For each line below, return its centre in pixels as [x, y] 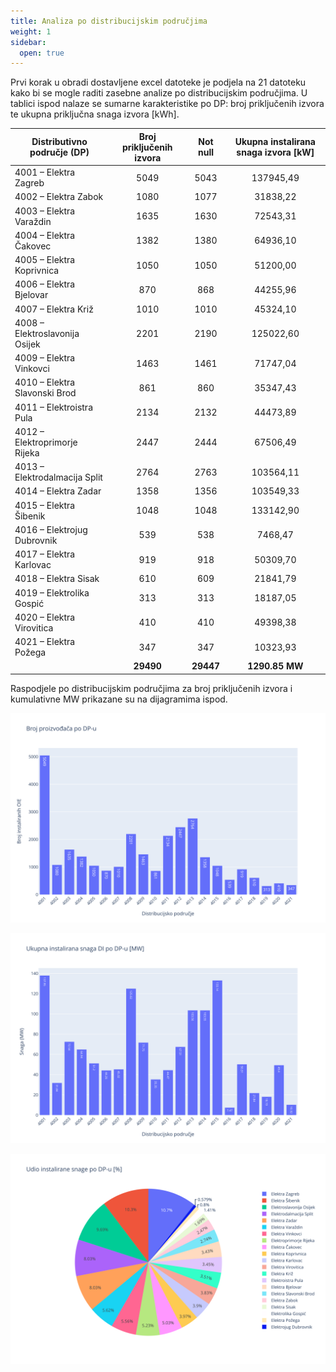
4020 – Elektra [45, 617]
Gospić [29, 603]
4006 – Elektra [45, 284]
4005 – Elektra [45, 259]
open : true [42, 53]
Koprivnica [37, 270]
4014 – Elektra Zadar [58, 491]
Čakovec [33, 246]
